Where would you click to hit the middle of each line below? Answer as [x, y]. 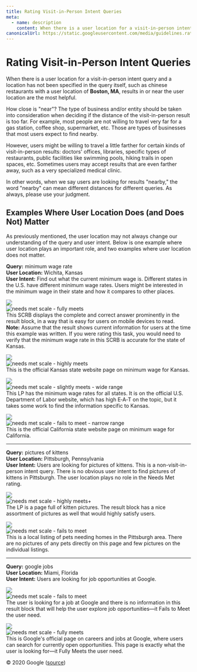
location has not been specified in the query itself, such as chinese [87, 85]
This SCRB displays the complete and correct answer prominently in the [93, 315]
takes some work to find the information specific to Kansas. [78, 405]
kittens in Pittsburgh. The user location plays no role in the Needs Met [90, 477]
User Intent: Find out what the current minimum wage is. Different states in [97, 279]
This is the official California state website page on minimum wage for [90, 429]
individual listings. [28, 549]
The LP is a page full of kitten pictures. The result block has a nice [86, 507]
